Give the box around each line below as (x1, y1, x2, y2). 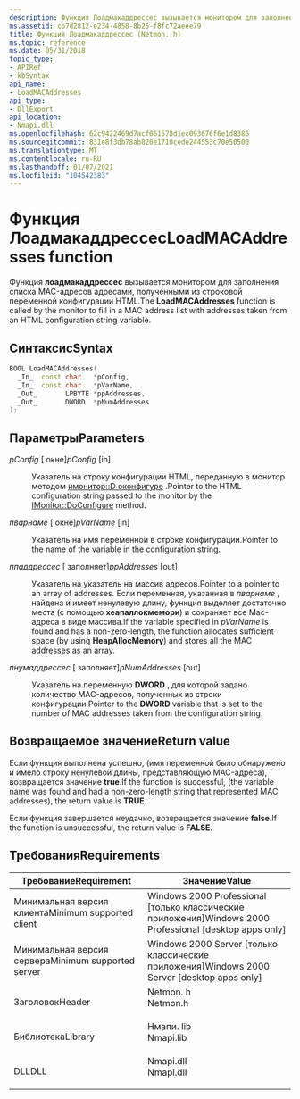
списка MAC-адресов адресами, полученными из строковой (9, 287, 243, 297)
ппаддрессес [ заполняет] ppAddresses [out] (9, 562, 179, 572)
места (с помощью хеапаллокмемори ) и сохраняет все (31, 607, 247, 618)
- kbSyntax (9, 71, 50, 80)
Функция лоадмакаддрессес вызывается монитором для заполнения (9, 277, 279, 287)
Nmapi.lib (146, 1031, 187, 1044)
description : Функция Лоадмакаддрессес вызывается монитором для (9, 12, 257, 22)
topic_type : (9, 54, 54, 63)
